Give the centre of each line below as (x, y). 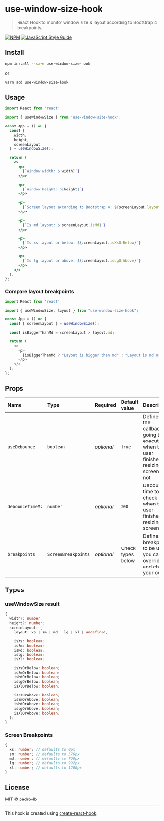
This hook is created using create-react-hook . (51, 813)
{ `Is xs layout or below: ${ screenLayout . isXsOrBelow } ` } (82, 243)
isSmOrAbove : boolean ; (37, 699)
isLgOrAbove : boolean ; (37, 709)
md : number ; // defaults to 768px (44, 758)
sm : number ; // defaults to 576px (44, 754)
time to (151, 491)
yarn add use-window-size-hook (37, 82)
